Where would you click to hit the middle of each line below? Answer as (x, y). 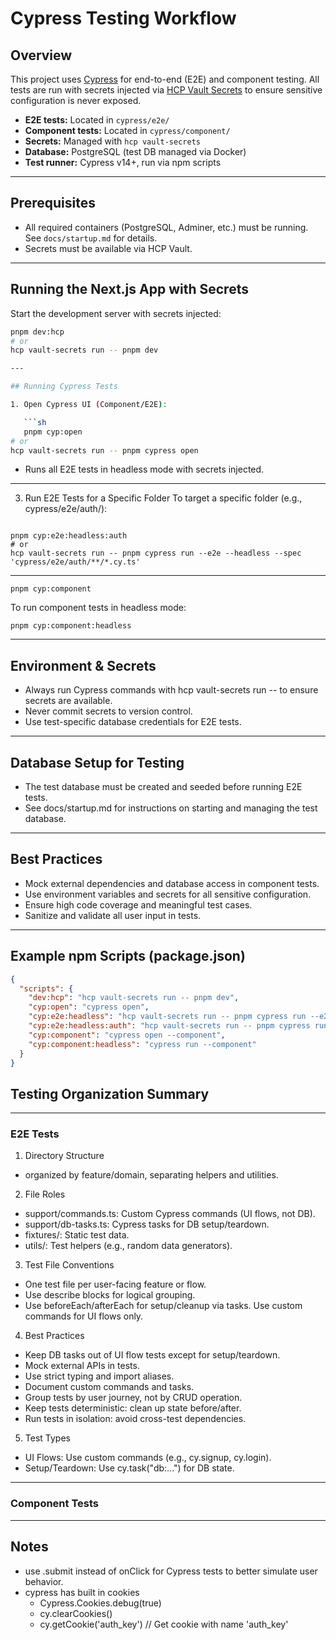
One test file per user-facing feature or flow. (115, 1284)
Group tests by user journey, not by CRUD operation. (133, 1398)
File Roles (45, 1194)
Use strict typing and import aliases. (99, 1376)
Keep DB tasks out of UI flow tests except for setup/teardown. (152, 1355)
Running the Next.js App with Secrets (129, 289)
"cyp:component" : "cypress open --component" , (127, 1035)
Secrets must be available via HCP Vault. (108, 248)
